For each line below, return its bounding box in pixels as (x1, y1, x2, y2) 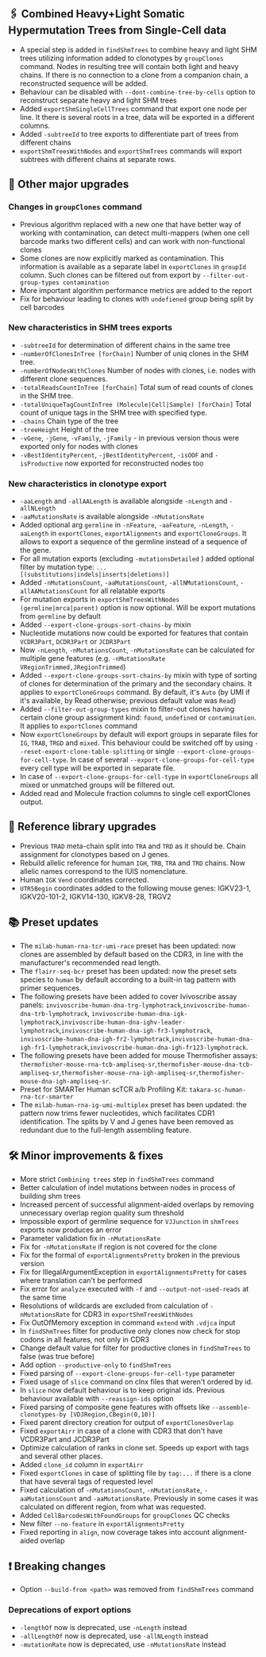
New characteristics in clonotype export (8, 478, 167, 489)
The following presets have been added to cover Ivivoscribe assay (19, 991, 237, 1001)
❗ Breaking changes (8, 1559, 106, 1573)
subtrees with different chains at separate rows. (19, 154, 176, 164)
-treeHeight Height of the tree (19, 424, 119, 434)
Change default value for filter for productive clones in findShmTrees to (19, 1342, 251, 1353)
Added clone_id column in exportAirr (19, 1459, 145, 1469)
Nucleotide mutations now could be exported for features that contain (19, 628, 249, 638)
